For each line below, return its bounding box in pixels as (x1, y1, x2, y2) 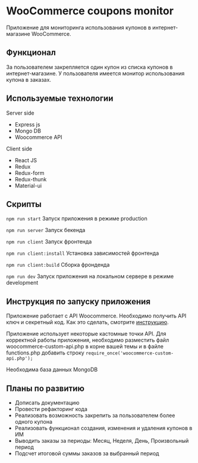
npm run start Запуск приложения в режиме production (6, 215, 147, 222)
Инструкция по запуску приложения (6, 297, 150, 307)
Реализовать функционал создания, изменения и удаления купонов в (14, 425, 193, 431)
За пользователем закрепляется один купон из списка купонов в (6, 63, 173, 70)
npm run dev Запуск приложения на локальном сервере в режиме (6, 273, 174, 280)
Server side (6, 109, 34, 116)
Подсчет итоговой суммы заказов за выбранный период (14, 450, 159, 457)
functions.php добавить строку (6, 349, 84, 356)
